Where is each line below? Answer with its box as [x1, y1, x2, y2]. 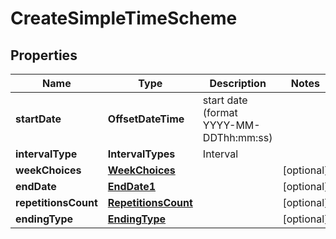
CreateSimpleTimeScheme [10, 7, 238, 30]
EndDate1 [107, 180, 157, 193]
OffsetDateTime [107, 112, 185, 126]
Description [209, 77, 267, 90]
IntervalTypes [107, 147, 176, 161]
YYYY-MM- [202, 118, 261, 132]
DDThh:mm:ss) [202, 131, 273, 144]
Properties [10, 47, 78, 64]
